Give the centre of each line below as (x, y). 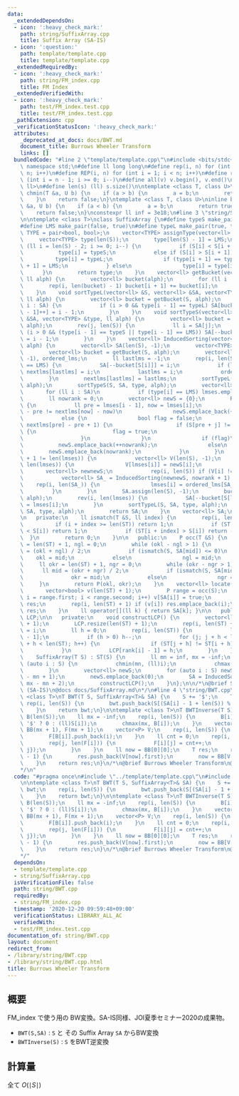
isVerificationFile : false (54, 882)
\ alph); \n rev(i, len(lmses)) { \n (84, 498)
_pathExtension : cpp (44, 120)
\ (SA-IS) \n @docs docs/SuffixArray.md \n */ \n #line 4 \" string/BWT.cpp (126, 690)
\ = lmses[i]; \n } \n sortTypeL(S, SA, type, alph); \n (124, 505)
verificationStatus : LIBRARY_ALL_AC (68, 916)
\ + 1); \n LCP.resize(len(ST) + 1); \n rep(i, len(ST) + (127, 624)
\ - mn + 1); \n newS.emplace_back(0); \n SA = (111, 677)
